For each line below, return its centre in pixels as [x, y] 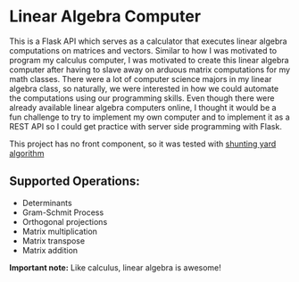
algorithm [27, 153]
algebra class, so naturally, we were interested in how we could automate [144, 88]
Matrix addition [50, 250]
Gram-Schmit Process [63, 212]
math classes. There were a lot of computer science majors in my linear [141, 79]
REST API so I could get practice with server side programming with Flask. [146, 126]
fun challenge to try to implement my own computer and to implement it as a [149, 117]
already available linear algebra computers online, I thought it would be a [143, 107]
